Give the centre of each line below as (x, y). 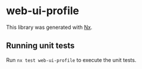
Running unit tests (40, 46)
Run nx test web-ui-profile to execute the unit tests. (71, 60)
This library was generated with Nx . (49, 27)
